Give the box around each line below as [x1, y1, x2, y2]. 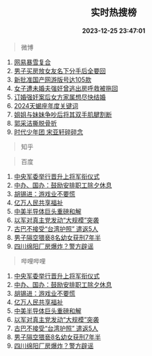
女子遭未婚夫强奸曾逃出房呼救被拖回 [13, 84, 119, 92]
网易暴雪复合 [13, 58, 51, 66]
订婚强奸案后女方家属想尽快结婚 [13, 93, 106, 101]
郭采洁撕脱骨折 [13, 119, 57, 127]
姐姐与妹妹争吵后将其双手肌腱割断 [13, 110, 112, 119]
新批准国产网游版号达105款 [13, 75, 92, 84]
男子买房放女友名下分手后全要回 [13, 66, 106, 75]
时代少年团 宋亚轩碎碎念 [13, 128, 84, 136]
